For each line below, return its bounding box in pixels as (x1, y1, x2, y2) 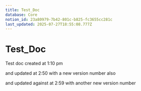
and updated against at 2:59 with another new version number (5, 80, 136, 86)
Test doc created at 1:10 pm (5, 60, 63, 67)
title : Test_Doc (5, 7, 40, 13)
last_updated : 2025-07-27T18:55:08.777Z (5, 21, 93, 27)
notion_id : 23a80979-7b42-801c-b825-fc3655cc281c (5, 17, 113, 22)
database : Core (5, 12, 38, 17)
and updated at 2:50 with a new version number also (5, 70, 116, 76)
